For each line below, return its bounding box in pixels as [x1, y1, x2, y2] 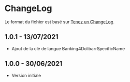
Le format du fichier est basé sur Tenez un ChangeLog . [4, 19, 115, 25]
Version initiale [11, 72, 41, 78]
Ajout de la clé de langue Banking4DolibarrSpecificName [11, 45, 125, 51]
